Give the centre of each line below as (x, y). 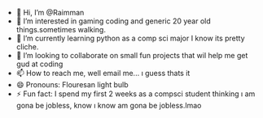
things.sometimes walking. (61, 29)
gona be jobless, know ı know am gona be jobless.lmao (109, 105)
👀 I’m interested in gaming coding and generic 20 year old (114, 21)
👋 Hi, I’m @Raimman (50, 13)
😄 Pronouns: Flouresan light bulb (72, 84)
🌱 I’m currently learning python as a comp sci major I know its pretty (131, 38)
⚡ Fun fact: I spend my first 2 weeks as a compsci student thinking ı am (136, 94)
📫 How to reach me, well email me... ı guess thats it (103, 73)
